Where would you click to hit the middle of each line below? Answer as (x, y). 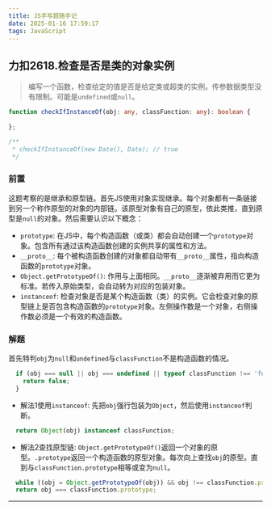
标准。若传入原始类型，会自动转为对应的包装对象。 (105, 286)
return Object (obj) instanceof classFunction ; (95, 430)
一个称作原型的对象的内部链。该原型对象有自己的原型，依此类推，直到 (139, 208)
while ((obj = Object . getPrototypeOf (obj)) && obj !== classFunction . (137, 483)
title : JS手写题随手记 (43, 16)
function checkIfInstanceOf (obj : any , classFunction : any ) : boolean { (129, 112)
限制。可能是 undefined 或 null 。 (87, 97)
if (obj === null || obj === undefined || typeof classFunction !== (133, 374)
